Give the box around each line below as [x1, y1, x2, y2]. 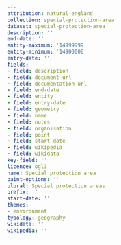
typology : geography [7, 214, 66, 221]
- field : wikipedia [7, 144, 63, 151]
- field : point [7, 131, 51, 138]
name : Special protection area [7, 170, 96, 176]
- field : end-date [7, 86, 59, 93]
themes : [7, 202, 29, 209]
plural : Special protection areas [7, 183, 106, 189]
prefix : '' [7, 189, 38, 196]
